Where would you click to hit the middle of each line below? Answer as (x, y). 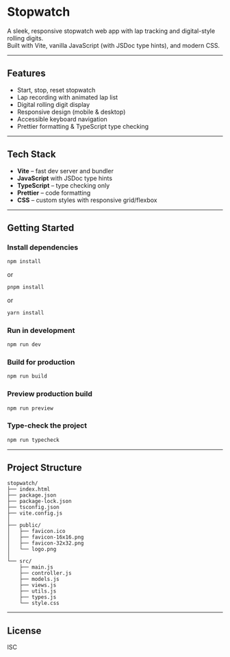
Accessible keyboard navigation (62, 119)
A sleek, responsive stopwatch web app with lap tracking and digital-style (111, 31)
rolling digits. (25, 38)
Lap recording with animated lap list (67, 97)
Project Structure (44, 468)
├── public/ (24, 525)
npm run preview (30, 408)
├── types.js (38, 597)
